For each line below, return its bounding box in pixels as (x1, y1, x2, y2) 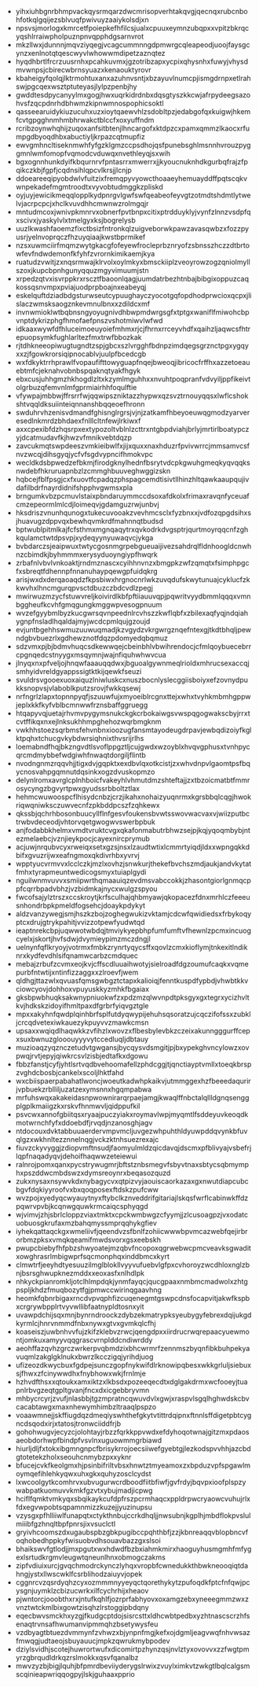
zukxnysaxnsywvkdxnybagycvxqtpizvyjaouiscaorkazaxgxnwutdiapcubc (15, 1177, 249, 1186)
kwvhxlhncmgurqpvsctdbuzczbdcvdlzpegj (15, 584, 153, 592)
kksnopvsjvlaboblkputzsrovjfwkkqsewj (15, 683, 141, 693)
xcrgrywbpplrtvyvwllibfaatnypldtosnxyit (15, 1302, 144, 1311)
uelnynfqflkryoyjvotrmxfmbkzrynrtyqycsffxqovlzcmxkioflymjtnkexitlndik (15, 943, 248, 952)
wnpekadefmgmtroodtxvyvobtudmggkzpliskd (15, 182, 163, 191)
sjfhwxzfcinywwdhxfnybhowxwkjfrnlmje (15, 1368, 147, 1378)
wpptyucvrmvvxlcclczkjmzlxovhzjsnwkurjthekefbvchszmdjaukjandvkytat (15, 859, 252, 868)
